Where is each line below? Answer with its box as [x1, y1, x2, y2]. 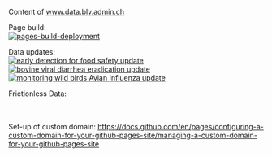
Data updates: [8, 47, 55, 56]
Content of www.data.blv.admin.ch [8, 7, 125, 16]
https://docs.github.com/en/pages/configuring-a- [97, 122, 264, 131]
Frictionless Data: [8, 89, 67, 98]
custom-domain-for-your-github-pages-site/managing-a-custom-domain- [8, 130, 258, 140]
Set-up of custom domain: [8, 122, 96, 131]
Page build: [8, 23, 46, 32]
